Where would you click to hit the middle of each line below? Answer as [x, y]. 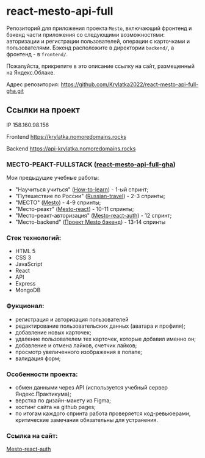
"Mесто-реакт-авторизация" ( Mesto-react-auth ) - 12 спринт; [93, 216]
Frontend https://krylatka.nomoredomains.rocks [67, 136]
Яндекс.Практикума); [43, 394]
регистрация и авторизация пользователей [72, 319]
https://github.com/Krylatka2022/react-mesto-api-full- [130, 84]
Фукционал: [25, 306]
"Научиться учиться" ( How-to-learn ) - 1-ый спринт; [82, 190]
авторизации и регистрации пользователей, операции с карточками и [98, 41]
